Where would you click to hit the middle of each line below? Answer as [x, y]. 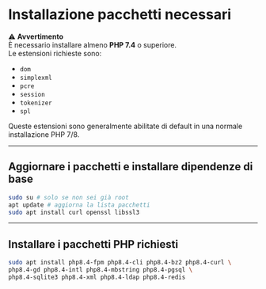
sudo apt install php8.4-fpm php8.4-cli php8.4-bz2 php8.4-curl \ [120, 263]
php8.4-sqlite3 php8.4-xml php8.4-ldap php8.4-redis [97, 277]
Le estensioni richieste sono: [55, 53]
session [32, 94]
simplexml [36, 78]
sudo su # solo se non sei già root [68, 197]
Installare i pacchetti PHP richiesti [93, 244]
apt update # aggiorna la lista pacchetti [79, 205]
